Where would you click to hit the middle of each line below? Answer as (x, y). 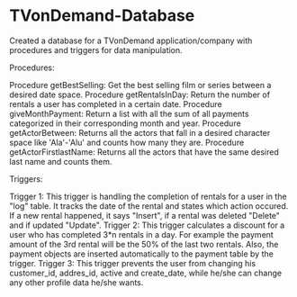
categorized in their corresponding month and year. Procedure (125, 123)
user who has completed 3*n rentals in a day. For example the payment (142, 234)
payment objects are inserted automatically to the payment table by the (142, 254)
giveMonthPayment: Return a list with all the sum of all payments (129, 113)
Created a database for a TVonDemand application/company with (131, 40)
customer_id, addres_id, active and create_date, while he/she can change (145, 273)
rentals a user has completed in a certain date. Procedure (116, 103)
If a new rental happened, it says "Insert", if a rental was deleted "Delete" (145, 215)
